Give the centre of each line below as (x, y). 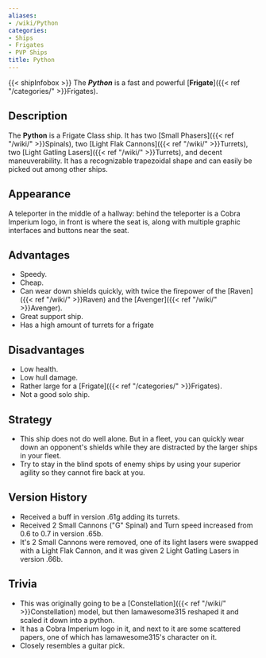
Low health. (39, 369)
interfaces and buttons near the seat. (69, 230)
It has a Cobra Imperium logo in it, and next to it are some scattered (130, 629)
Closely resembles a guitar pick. (72, 645)
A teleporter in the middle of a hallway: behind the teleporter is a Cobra (124, 213)
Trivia (23, 584)
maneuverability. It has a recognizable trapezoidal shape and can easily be (130, 161)
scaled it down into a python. (67, 620)
